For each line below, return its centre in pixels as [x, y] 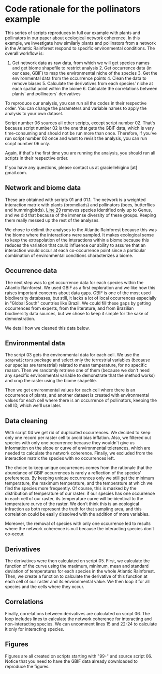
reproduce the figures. [27, 666]
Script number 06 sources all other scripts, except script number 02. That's [80, 123]
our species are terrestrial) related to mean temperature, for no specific [76, 365]
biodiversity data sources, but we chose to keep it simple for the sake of [77, 313]
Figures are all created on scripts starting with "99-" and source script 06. [79, 656]
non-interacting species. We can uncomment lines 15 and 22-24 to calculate [81, 624]
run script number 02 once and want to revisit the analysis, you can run [76, 138]
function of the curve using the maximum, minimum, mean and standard [77, 566]
